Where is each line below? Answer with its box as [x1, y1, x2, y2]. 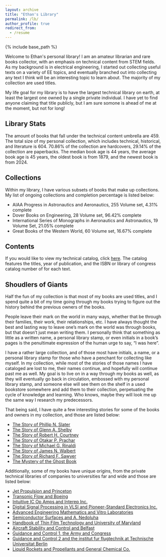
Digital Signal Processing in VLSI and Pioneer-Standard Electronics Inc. [12, 504, 158, 510]
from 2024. [5, 159, 28, 165]
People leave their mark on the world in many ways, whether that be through [5, 313, 162, 320]
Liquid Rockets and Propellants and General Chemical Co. [12, 546, 130, 552]
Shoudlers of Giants [5, 280, 68, 289]
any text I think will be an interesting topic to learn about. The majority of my [5, 75, 161, 80]
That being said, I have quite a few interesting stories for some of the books [5, 407, 160, 413]
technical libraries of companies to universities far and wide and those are [5, 473, 157, 479]
